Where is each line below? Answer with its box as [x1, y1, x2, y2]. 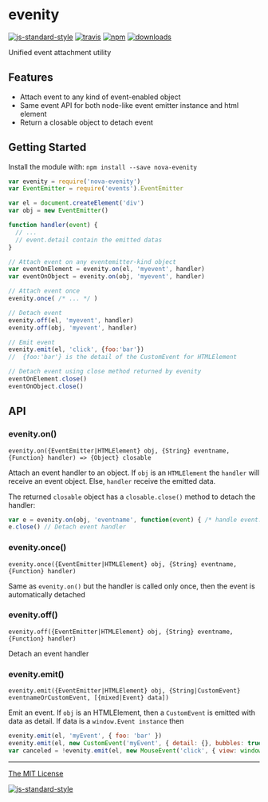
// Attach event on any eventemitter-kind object [8, 257, 177, 265]
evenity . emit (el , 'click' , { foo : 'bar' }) [8, 345, 145, 353]
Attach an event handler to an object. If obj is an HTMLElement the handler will [8, 468, 260, 477]
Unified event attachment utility [8, 47, 112, 57]
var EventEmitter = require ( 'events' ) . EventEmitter [8, 185, 183, 193]
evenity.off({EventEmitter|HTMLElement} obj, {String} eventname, [8, 628, 234, 636]
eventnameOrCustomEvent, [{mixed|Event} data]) [8, 694, 170, 702]
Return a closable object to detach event [19, 118, 153, 127]
